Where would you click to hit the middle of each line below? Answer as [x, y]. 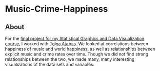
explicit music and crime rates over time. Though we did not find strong [77, 54]
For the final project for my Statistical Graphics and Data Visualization [75, 38]
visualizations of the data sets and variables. [50, 64]
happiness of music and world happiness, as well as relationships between [80, 49]
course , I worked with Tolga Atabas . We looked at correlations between [77, 44]
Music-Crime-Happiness [57, 9]
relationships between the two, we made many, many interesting [70, 59]
